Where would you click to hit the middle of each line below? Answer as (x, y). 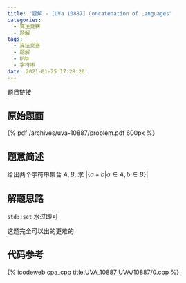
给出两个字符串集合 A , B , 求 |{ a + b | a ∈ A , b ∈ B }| (78, 174)
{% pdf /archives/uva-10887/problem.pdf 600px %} (81, 133)
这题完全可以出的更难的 (40, 231)
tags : (15, 39)
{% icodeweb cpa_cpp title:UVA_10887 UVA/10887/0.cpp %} (93, 272)
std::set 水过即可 (33, 216)
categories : (24, 20)
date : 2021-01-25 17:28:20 (46, 71)
